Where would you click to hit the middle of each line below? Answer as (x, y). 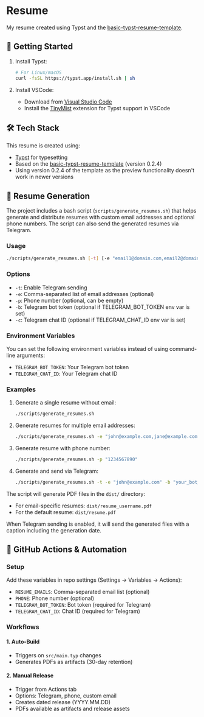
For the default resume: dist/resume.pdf (66, 512)
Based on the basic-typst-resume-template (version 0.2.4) (88, 164)
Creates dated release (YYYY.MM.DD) (63, 702)
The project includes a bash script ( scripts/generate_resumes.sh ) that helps (101, 211)
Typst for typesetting (41, 157)
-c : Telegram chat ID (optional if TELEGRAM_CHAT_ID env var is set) (100, 320)
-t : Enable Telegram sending (51, 288)
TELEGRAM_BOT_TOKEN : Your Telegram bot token (72, 367)
